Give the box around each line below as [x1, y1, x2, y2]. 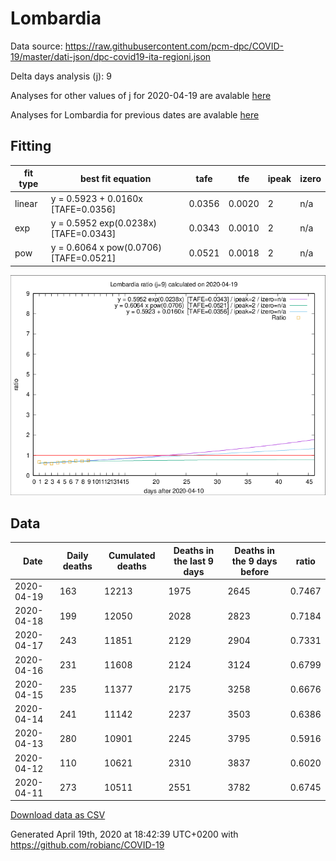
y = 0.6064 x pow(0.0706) [50, 242, 162, 253]
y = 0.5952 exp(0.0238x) [50, 217, 158, 229]
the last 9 [173, 555, 214, 567]
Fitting [10, 138, 52, 155]
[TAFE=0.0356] [50, 203, 117, 215]
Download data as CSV [10, 809, 106, 821]
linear [14, 198, 38, 209]
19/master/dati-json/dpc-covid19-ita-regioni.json [10, 50, 212, 62]
